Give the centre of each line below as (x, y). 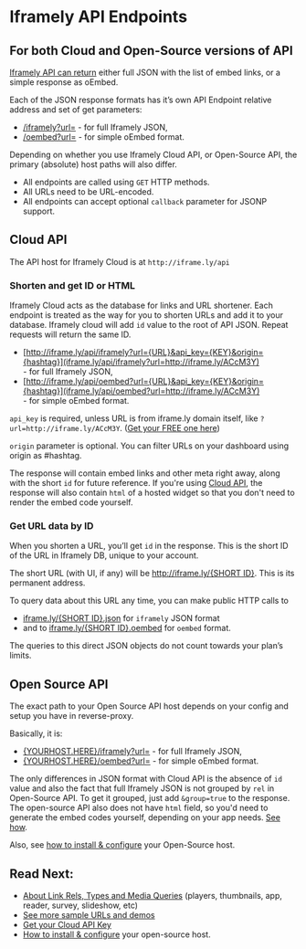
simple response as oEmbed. (64, 82)
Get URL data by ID (52, 526)
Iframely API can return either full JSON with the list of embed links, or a (145, 72)
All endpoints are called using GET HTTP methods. (116, 182)
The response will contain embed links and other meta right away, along (145, 473)
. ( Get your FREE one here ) (170, 428)
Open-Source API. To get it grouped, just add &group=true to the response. (150, 798)
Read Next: (42, 874)
